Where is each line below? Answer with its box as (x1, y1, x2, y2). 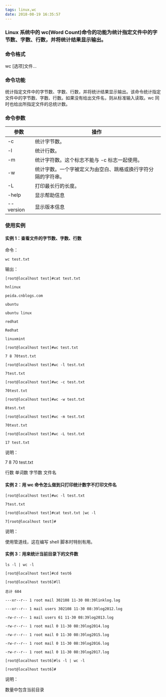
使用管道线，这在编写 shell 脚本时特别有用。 (5, 539, 95, 544)
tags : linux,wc (5, 7, 37, 12)
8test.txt (5, 406, 26, 411)
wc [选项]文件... (5, 63, 37, 69)
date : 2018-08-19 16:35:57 (5, 12, 61, 17)
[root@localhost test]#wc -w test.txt (5, 397, 85, 402)
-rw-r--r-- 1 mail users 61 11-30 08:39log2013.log (5, 615, 114, 620)
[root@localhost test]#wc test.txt (5, 345, 79, 350)
